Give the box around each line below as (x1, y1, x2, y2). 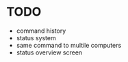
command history (16, 27, 66, 35)
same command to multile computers (16, 41, 122, 49)
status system (16, 33, 56, 42)
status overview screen (16, 48, 83, 57)
